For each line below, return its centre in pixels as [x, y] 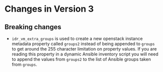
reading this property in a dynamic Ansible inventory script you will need [85, 54]
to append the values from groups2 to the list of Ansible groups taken [81, 59]
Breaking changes [33, 27]
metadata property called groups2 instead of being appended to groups [83, 44]
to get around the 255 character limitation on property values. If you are [84, 49]
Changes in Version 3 [49, 9]
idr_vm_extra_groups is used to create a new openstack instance [77, 38]
